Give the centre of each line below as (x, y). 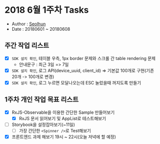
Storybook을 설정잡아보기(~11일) (43, 124)
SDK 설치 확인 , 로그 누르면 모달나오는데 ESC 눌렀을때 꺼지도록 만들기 (76, 82)
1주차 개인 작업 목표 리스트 (42, 100)
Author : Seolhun (29, 24)
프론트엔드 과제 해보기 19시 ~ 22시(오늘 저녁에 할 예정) (64, 137)
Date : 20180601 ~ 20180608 (41, 29)
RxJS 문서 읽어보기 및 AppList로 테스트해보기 (62, 118)
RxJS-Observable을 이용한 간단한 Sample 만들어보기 (63, 112)
